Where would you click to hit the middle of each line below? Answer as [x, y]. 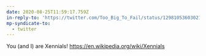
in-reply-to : [23, 18]
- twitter [24, 29]
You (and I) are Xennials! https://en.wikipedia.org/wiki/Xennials [86, 46]
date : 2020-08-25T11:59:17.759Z [48, 12]
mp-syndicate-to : [29, 23]
